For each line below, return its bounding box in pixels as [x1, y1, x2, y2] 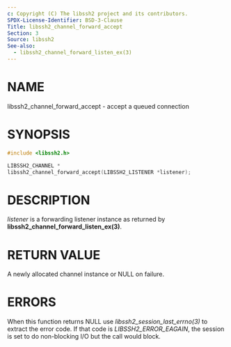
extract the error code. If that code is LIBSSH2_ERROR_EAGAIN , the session [7, 325, 225, 333]
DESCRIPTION [7, 192, 90, 208]
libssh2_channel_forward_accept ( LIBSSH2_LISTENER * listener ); [7, 169, 191, 176]
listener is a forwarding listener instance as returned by [7, 215, 166, 224]
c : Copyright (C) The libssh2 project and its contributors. [7, 10, 189, 17]
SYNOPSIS [7, 127, 71, 142]
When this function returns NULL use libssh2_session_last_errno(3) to [7, 318, 208, 326]
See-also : [7, 43, 36, 49]
